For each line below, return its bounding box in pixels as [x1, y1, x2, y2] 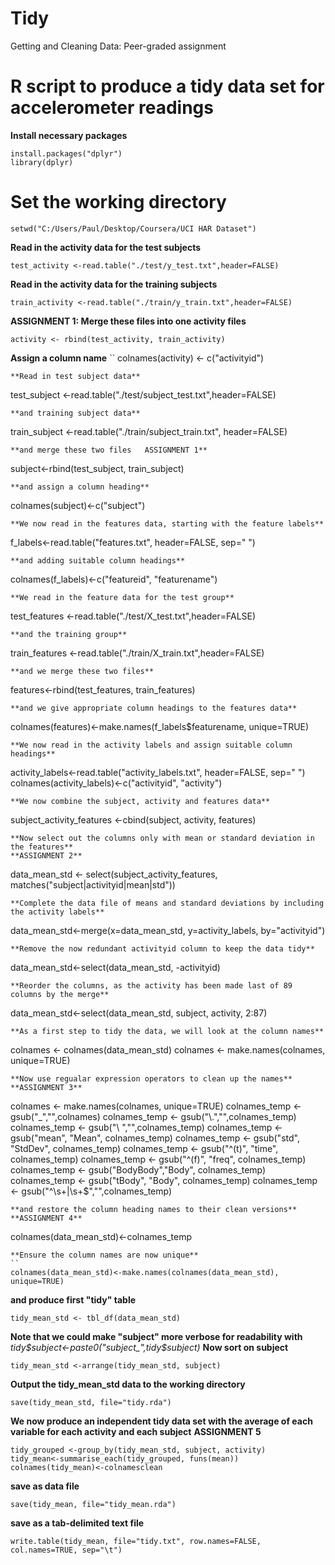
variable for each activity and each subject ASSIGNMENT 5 [10, 1425, 262, 1437]
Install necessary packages [10, 129, 128, 141]
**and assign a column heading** [10, 482, 150, 492]
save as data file [10, 1480, 80, 1492]
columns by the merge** [10, 989, 110, 999]
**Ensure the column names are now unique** [10, 1250, 199, 1260]
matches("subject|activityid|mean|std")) [10, 878, 176, 891]
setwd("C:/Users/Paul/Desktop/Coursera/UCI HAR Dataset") [10, 223, 257, 234]
